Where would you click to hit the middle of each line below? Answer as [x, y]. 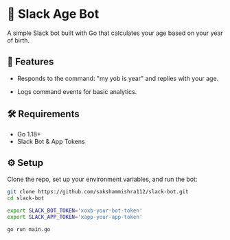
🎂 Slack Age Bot [53, 14]
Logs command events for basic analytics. [77, 91]
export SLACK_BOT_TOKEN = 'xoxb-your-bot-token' [75, 211]
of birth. [18, 40]
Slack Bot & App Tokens [51, 141]
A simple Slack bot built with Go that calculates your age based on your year [115, 33]
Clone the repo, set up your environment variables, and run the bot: [102, 179]
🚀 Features [31, 62]
